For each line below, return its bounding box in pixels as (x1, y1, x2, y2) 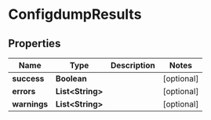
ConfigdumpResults (8, 5, 142, 24)
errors (12, 86, 36, 96)
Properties (8, 37, 61, 50)
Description (111, 60, 155, 71)
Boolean (55, 73, 88, 84)
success (12, 73, 45, 84)
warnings (12, 99, 49, 109)
